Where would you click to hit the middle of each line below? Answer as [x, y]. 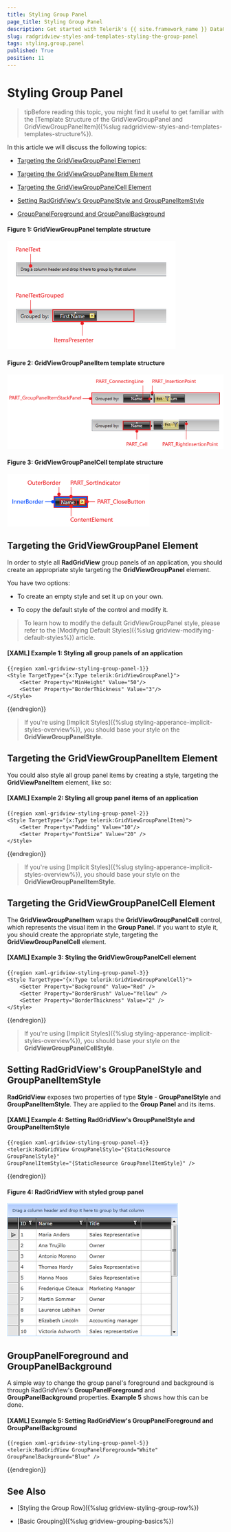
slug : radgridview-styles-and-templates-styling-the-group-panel [102, 36]
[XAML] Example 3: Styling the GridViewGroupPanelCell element [102, 957]
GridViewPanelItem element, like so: [59, 782]
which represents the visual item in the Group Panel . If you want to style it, [113, 927]
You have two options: [39, 583]
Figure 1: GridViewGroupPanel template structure [79, 230]
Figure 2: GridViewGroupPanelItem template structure [86, 363]
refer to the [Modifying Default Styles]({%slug [89, 630]
